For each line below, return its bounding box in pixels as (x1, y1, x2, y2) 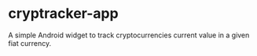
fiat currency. (8, 38, 52, 47)
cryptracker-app (8, 5, 119, 23)
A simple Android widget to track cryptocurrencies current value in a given (8, 30, 250, 40)
